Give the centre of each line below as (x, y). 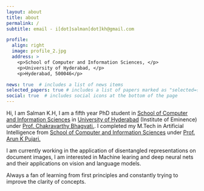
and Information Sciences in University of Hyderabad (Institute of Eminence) (102, 119)
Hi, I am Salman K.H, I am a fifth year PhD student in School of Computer (97, 113)
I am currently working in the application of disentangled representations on (101, 150)
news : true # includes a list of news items (65, 85)
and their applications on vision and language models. (74, 163)
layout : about (24, 12)
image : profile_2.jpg (39, 51)
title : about (23, 18)
